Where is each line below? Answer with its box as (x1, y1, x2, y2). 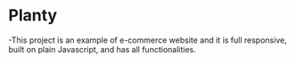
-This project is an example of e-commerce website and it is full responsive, (8, 35, 287, 45)
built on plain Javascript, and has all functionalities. (8, 43, 197, 54)
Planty (8, 5, 58, 26)
